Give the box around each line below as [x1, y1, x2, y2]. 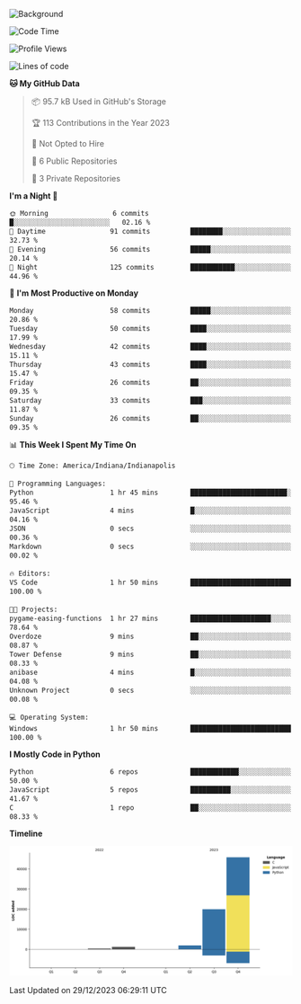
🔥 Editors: [9, 569, 51, 578]
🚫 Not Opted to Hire [31, 138, 105, 148]
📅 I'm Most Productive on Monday [9, 288, 139, 298]
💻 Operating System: [9, 713, 90, 722]
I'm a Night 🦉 [9, 191, 58, 201]
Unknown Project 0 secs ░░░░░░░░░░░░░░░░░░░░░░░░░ [9, 686, 292, 695]
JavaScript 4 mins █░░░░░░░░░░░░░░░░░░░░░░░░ [9, 506, 292, 515]
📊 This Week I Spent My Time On [9, 440, 137, 449]
